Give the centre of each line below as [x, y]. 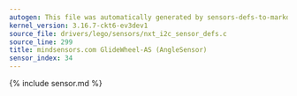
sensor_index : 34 [41, 58]
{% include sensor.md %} [56, 83]
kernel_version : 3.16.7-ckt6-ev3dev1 [79, 26]
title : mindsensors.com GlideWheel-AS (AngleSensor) [108, 50]
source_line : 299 [41, 42]
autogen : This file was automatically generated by [106, 17]
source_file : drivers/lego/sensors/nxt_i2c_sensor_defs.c [118, 33]
